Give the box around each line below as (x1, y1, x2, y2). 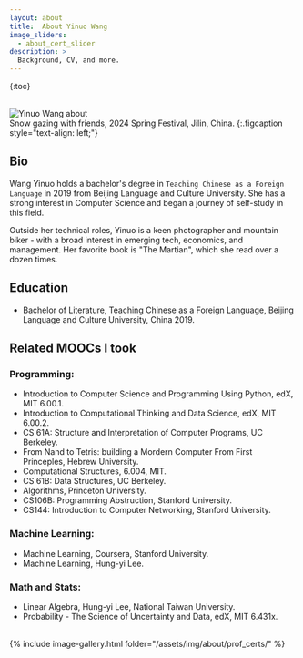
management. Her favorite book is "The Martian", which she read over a (9, 243, 279, 255)
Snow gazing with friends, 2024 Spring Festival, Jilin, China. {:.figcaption (9, 118, 284, 129)
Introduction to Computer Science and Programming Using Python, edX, (22, 388, 294, 399)
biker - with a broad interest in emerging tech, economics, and (9, 234, 244, 245)
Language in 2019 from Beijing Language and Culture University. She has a (9, 188, 286, 199)
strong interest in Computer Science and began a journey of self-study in (9, 197, 284, 208)
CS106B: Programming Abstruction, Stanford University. (22, 495, 233, 506)
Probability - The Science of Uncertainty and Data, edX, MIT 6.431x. (22, 611, 278, 622)
